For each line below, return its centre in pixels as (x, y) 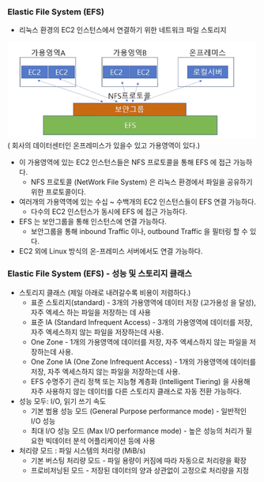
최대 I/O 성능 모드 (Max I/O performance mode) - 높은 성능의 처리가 (137, 431)
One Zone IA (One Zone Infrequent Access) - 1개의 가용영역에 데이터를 (143, 361)
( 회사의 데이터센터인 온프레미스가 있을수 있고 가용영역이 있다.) (104, 145)
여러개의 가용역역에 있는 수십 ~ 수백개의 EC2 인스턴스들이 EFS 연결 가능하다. (137, 202)
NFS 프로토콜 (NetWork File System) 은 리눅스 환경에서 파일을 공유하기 (141, 182)
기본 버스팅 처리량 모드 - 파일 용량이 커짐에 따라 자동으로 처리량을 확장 (138, 460)
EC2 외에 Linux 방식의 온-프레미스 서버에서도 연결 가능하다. (111, 251)
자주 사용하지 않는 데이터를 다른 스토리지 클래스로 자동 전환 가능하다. (136, 391)
